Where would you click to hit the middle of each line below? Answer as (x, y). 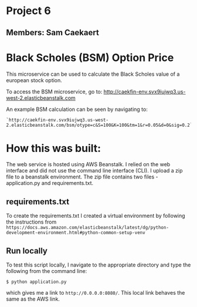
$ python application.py (36, 282)
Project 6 (28, 11)
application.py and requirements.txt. (50, 183)
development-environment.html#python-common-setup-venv (76, 233)
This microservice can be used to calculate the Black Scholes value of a (93, 74)
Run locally (27, 251)
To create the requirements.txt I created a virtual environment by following (96, 216)
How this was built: (54, 148)
